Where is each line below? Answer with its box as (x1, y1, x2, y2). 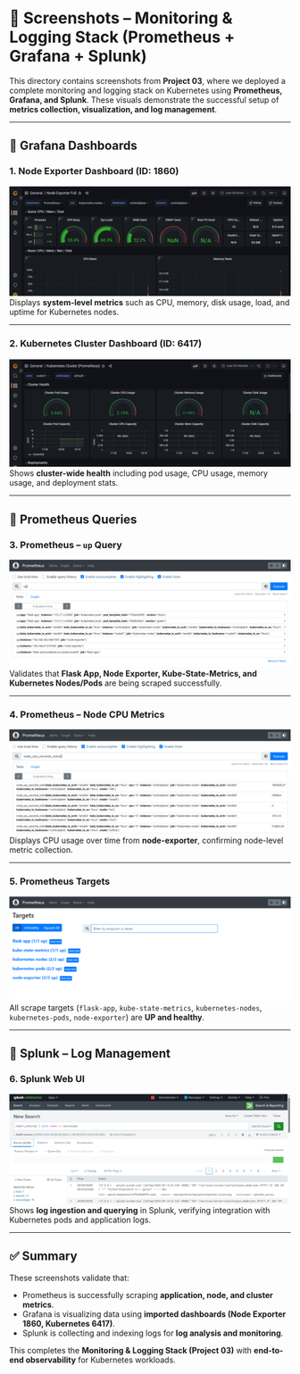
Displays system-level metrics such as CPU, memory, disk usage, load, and (9, 296, 290, 307)
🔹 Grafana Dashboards (9, 138, 138, 154)
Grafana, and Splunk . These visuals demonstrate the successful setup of (9, 94, 279, 105)
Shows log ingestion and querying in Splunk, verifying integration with (9, 1204, 271, 1215)
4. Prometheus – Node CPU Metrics (9, 708, 165, 720)
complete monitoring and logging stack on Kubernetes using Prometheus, (9, 85, 283, 96)
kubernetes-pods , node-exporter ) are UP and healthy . (9, 1012, 205, 1022)
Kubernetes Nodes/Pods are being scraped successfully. (9, 678, 222, 688)
